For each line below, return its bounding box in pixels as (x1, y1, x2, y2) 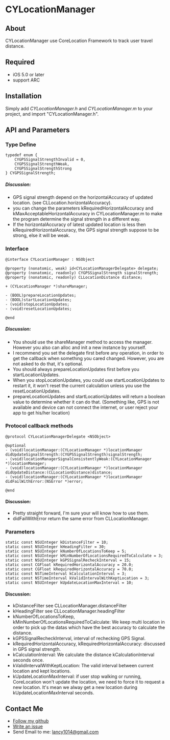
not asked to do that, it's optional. (12, 360, 83, 367)
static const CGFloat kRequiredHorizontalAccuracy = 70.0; (5, 567, 134, 572)
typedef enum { (5, 153, 38, 158)
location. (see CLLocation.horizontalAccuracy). (12, 200, 112, 206)
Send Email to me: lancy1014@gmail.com (12, 729, 99, 735)
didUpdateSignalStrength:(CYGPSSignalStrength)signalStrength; (5, 452, 143, 457)
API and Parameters (5, 126, 70, 134)
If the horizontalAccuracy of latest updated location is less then (12, 221, 147, 228)
